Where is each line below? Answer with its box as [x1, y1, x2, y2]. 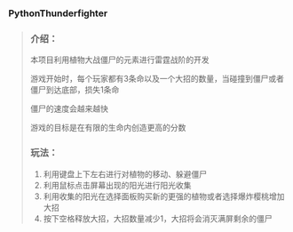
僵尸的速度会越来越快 [29, 103, 108, 114]
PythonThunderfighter [8, 7, 108, 20]
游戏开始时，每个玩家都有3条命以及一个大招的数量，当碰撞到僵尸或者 [29, 74, 285, 84]
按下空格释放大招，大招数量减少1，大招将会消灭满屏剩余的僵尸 [43, 212, 273, 224]
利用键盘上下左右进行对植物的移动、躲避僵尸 [43, 168, 208, 180]
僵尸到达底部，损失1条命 [29, 84, 120, 95]
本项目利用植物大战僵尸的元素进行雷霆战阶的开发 [29, 54, 210, 65]
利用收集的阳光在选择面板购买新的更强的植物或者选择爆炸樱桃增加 [43, 190, 285, 202]
